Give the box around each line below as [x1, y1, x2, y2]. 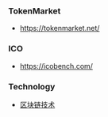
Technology [8, 81, 56, 92]
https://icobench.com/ [19, 61, 94, 70]
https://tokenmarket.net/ [19, 24, 100, 33]
